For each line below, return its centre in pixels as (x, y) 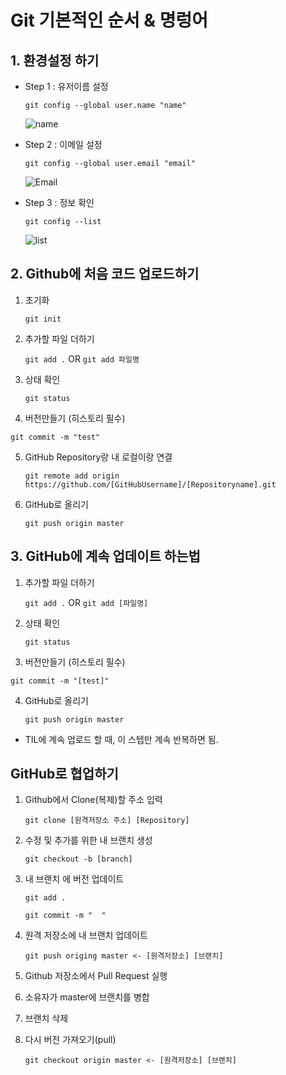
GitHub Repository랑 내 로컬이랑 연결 (98, 457)
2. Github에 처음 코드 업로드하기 (105, 274)
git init (43, 319)
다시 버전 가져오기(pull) (70, 1040)
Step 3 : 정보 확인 (59, 202)
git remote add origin (72, 476)
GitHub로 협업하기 (64, 774)
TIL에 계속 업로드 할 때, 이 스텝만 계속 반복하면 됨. (121, 739)
